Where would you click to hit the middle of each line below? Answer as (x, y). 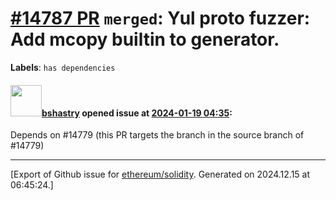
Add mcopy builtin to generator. (145, 39)
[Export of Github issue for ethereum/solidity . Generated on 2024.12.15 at (160, 174)
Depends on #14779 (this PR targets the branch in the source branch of (157, 135)
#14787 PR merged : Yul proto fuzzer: (160, 18)
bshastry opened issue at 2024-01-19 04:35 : (137, 113)
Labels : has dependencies (63, 67)
